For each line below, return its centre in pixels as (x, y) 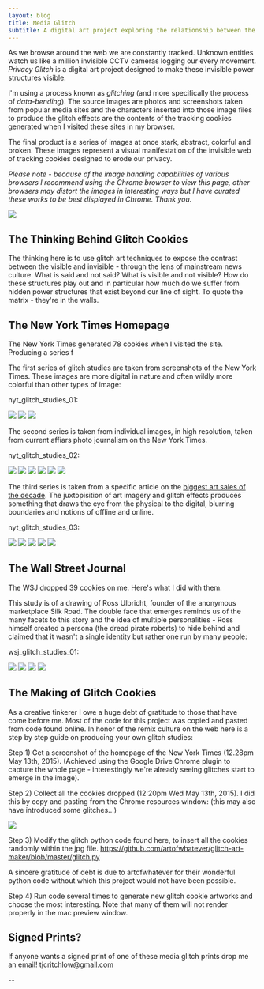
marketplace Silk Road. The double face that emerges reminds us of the (125, 611)
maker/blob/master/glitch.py (54, 857)
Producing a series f (41, 352)
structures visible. (37, 78)
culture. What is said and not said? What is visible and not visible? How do (128, 275)
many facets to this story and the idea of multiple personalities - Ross (121, 619)
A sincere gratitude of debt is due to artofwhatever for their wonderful (122, 872)
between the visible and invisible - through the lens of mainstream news (125, 266)
